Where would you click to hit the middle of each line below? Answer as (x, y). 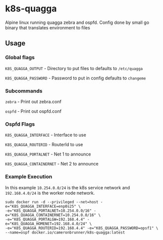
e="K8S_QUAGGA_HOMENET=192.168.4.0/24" (46, 224)
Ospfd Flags (20, 124)
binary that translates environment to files (48, 27)
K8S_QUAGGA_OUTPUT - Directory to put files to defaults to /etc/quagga (74, 68)
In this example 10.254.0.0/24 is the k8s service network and (68, 187)
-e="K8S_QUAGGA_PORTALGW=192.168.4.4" (45, 219)
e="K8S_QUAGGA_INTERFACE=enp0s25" (41, 206)
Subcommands (24, 91)
